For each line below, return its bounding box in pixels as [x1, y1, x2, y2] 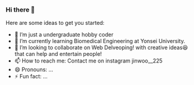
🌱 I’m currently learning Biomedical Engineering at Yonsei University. [14, 38, 186, 45]
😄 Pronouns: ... [14, 66, 54, 73]
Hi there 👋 [5, 5, 36, 14]
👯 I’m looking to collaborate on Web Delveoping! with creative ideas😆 [14, 44, 189, 51]
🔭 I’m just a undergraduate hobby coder [14, 31, 114, 38]
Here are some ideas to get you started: [5, 19, 105, 27]
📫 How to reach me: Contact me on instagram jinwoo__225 [14, 57, 163, 64]
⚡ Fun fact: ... [14, 73, 48, 80]
